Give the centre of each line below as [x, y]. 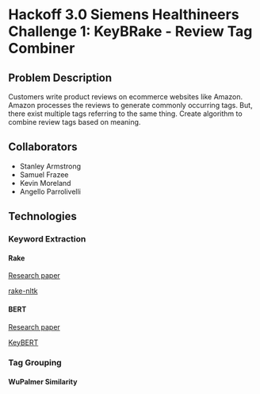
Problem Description [60, 77]
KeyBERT [23, 342]
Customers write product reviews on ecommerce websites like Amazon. [126, 97]
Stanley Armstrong [50, 166]
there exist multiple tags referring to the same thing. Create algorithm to [126, 114]
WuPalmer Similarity [43, 382]
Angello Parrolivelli [50, 191]
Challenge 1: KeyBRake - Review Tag [130, 31]
